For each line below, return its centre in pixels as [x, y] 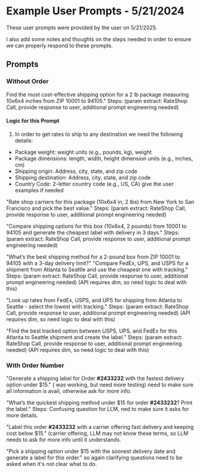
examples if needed [39, 190]
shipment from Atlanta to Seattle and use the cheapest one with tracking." [97, 269]
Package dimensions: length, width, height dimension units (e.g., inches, [104, 158]
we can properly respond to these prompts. [60, 45]
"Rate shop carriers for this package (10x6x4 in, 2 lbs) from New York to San [100, 202]
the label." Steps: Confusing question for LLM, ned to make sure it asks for [98, 409]
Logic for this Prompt [33, 121]
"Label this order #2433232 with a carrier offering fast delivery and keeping [100, 427]
